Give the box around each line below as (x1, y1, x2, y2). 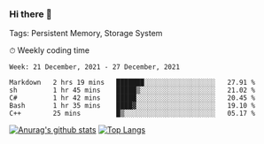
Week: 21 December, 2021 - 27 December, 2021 (9, 63, 180, 72)
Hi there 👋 (9, 8, 53, 20)
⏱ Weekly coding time (9, 45, 90, 56)
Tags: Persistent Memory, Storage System (9, 28, 163, 39)
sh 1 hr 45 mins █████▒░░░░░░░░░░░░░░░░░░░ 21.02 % (9, 86, 255, 95)
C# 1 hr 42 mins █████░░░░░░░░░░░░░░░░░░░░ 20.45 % (9, 94, 255, 102)
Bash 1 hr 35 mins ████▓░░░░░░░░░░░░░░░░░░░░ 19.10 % (9, 102, 255, 110)
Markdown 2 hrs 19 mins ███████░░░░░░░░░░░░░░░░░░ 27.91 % (9, 79, 255, 87)
